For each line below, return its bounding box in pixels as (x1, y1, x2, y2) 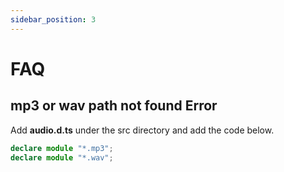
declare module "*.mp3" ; (10, 143, 114, 153)
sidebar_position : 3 (10, 14, 97, 25)
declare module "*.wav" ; (10, 152, 114, 163)
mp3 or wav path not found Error (10, 97, 218, 115)
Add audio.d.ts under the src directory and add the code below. (10, 124, 275, 136)
